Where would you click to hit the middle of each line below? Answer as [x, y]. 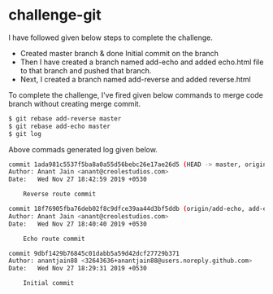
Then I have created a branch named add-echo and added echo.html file [142, 62]
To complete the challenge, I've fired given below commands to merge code [136, 94]
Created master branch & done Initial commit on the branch [119, 53]
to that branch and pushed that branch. [86, 70]
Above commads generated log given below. [83, 149]
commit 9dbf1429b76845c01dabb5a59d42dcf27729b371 [94, 253]
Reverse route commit [59, 194]
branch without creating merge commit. [75, 103]
